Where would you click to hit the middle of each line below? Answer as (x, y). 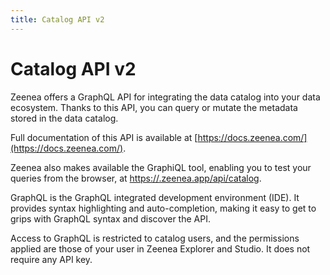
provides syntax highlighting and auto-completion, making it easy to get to (163, 208)
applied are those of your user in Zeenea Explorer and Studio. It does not (160, 248)
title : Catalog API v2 (57, 19)
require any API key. (51, 259)
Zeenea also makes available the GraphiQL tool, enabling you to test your (161, 167)
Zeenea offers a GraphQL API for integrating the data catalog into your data (165, 97)
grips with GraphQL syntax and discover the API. (110, 218)
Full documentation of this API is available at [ (104, 137)
